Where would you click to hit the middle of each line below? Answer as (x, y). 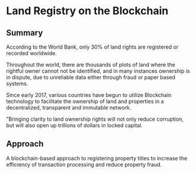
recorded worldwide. (32, 53)
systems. (17, 83)
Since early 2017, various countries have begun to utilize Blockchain (89, 95)
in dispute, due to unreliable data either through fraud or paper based (91, 77)
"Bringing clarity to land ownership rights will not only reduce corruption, (95, 119)
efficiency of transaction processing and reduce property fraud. (84, 165)
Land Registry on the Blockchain (87, 11)
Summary (25, 33)
